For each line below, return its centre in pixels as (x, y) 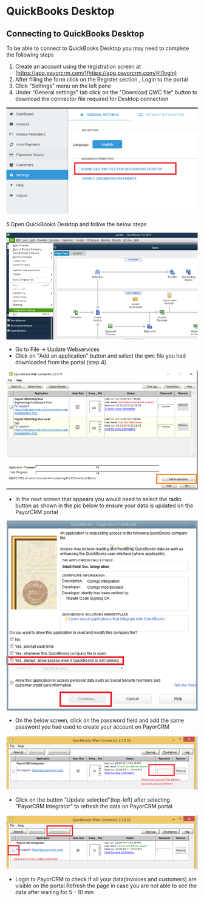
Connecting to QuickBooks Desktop (75, 34)
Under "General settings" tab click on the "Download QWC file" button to (106, 92)
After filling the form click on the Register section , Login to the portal (101, 79)
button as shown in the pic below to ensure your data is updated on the (104, 505)
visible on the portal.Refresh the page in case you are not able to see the (106, 886)
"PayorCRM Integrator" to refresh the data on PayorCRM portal (94, 806)
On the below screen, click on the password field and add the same (99, 720)
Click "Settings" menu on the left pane (63, 86)
